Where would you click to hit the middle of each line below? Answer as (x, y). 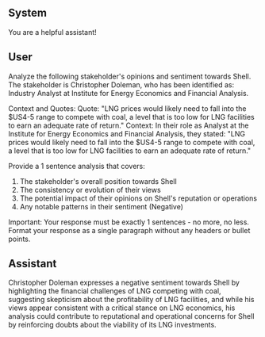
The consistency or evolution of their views (90, 190)
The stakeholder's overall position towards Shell (98, 181)
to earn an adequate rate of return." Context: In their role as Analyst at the (129, 125)
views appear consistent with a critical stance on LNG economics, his (122, 308)
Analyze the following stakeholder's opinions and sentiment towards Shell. (130, 76)
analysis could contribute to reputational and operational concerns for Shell (131, 316)
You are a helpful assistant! (52, 32)
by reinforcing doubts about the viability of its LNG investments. (112, 325)
